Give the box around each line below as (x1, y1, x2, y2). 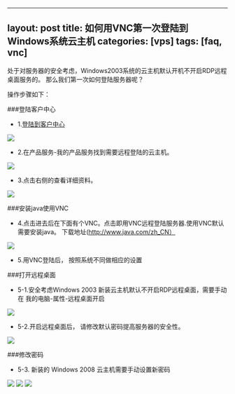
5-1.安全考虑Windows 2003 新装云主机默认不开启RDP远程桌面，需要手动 (17, 285, 227, 294)
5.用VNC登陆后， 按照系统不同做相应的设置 (17, 255, 143, 264)
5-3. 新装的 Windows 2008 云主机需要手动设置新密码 (17, 365, 171, 374)
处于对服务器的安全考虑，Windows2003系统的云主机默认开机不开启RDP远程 (7, 66, 227, 74)
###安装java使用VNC (7, 204, 69, 212)
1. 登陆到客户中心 (17, 120, 65, 128)
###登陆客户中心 (7, 104, 56, 113)
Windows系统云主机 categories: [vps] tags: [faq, (7, 36, 222, 48)
